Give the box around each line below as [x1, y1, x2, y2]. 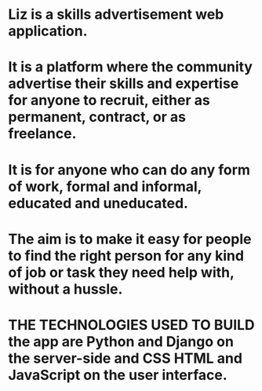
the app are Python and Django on [8, 332, 234, 350]
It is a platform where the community [8, 58, 253, 76]
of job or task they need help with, [8, 263, 235, 281]
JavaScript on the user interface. [8, 366, 227, 384]
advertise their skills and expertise [8, 75, 239, 93]
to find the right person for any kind [8, 247, 245, 265]
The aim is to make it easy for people [8, 230, 252, 248]
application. [8, 22, 88, 40]
